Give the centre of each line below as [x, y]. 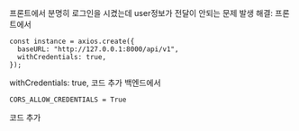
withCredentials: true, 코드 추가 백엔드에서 [85, 83]
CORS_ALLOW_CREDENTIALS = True [68, 100]
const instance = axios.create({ [72, 41]
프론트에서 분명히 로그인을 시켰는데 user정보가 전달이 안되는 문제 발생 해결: [141, 13]
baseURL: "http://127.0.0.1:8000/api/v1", [98, 49]
